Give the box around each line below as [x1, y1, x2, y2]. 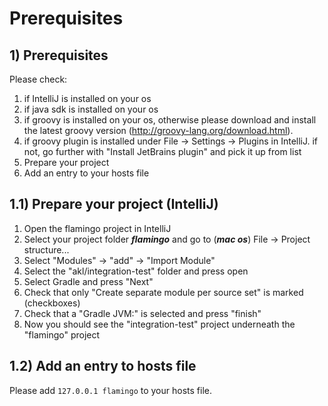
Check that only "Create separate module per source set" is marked [23, 286, 304, 298]
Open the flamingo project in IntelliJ [23, 222, 172, 234]
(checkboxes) [23, 297, 81, 309]
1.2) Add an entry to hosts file [9, 358, 197, 375]
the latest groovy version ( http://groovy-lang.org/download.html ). [23, 125, 294, 136]
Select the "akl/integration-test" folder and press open [23, 265, 249, 277]
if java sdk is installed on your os [23, 103, 159, 115]
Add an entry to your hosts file [23, 167, 150, 179]
